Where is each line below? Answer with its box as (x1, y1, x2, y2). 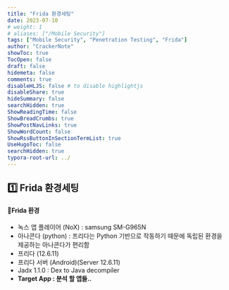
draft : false (7, 63, 46, 70)
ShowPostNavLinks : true (7, 121, 78, 129)
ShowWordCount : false (7, 128, 71, 135)
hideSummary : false (7, 96, 65, 103)
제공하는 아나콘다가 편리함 (17, 241, 90, 249)
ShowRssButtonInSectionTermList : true (7, 134, 121, 141)
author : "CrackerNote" (7, 43, 74, 50)
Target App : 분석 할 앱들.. (17, 275, 92, 283)
